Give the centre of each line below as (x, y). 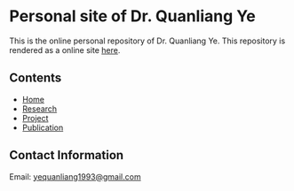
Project (35, 118)
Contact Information (67, 155)
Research (40, 109)
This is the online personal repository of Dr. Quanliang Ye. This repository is (147, 41)
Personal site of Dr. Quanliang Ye (132, 16)
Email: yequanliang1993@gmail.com (75, 176)
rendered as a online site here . (65, 50)
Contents (36, 78)
